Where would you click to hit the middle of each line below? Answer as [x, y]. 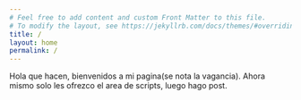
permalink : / [34, 51]
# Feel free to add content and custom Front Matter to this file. [138, 17]
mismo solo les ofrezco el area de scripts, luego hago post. [118, 86]
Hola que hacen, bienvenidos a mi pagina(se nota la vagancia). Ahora [138, 76]
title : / [26, 34]
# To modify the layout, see [64, 26]
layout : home [34, 42]
